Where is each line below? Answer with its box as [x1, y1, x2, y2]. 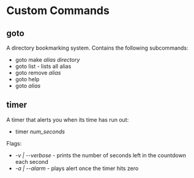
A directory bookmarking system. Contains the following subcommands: [6, 44, 188, 51]
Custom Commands [6, 4, 110, 18]
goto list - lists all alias [15, 62, 72, 70]
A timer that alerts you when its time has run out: [6, 116, 129, 123]
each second [15, 158, 48, 165]
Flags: [6, 139, 22, 147]
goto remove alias [15, 69, 61, 76]
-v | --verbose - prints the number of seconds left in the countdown [15, 151, 187, 159]
